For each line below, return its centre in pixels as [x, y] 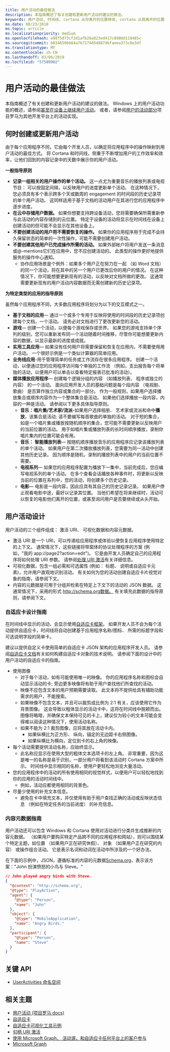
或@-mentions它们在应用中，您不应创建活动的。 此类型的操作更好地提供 [88, 251]
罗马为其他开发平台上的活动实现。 [45, 116]
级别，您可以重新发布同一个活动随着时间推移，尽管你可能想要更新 [90, 334]
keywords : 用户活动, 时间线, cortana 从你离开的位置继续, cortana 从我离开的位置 [85, 19]
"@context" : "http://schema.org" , [46, 886]
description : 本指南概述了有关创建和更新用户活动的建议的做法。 [65, 15]
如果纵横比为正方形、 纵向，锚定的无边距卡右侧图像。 [84, 734]
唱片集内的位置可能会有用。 [49, 435]
